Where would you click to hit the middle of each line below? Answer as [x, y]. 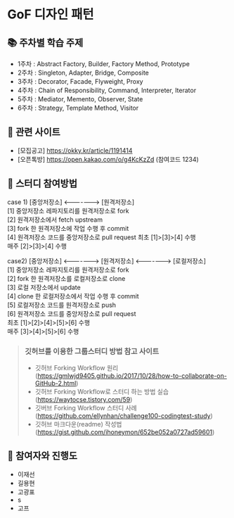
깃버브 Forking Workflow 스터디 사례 [86, 408]
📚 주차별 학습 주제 [45, 43]
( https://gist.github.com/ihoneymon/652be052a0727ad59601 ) [125, 432]
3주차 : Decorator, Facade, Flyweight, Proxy [80, 81]
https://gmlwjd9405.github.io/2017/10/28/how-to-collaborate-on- [132, 375]
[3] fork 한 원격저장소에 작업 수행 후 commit [68, 228]
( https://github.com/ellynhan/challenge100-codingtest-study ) [124, 415]
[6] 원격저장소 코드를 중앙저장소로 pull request [72, 313]
